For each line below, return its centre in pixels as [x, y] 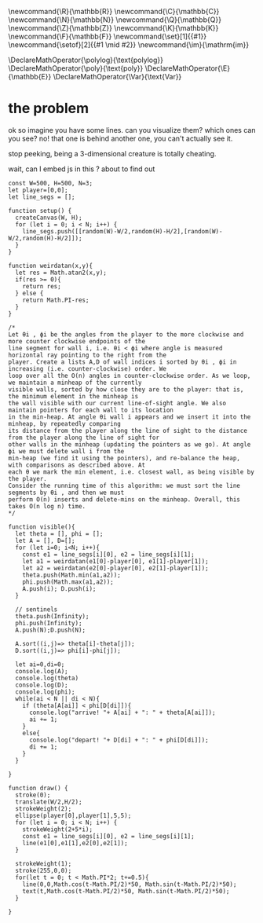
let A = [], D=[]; [46, 540]
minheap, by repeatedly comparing [65, 423]
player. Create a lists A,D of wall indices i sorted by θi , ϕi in [122, 362]
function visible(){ [42, 527]
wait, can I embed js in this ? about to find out [82, 169]
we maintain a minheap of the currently [75, 383]
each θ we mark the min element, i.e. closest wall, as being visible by [131, 472]
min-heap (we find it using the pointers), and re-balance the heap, [124, 458]
